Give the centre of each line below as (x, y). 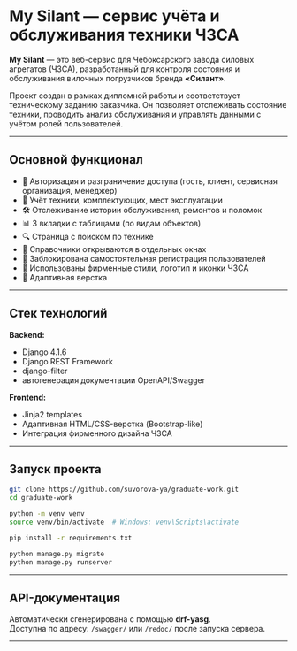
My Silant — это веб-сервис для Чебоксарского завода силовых (132, 59)
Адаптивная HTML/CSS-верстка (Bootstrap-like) (112, 424)
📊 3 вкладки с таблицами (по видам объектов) (111, 223)
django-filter (45, 371)
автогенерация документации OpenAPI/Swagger (114, 380)
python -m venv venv (47, 514)
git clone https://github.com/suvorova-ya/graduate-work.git (124, 490)
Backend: (27, 334)
